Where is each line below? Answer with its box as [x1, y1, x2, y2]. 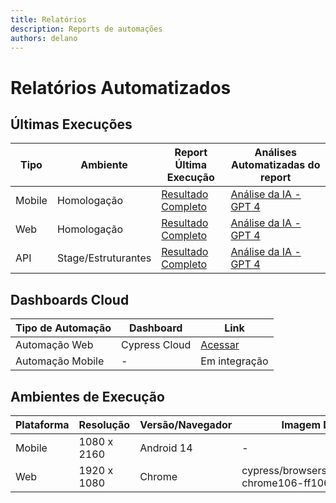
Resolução [78, 418, 131, 431]
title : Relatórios [10, 14, 87, 25]
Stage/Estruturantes [56, 251, 152, 265]
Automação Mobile [15, 354, 105, 368]
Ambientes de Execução [10, 388, 165, 405]
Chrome [139, 470, 178, 483]
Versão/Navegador [139, 418, 233, 431]
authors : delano [10, 33, 78, 43]
